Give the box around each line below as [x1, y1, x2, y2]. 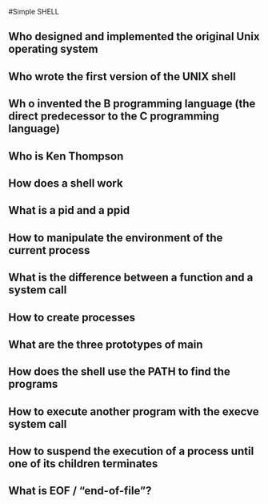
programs [8, 377, 58, 391]
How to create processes [8, 310, 136, 324]
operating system [8, 42, 98, 56]
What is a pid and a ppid [8, 204, 130, 217]
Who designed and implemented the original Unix [8, 30, 260, 43]
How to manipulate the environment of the [8, 231, 223, 244]
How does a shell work [8, 176, 123, 190]
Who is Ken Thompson [8, 149, 124, 163]
